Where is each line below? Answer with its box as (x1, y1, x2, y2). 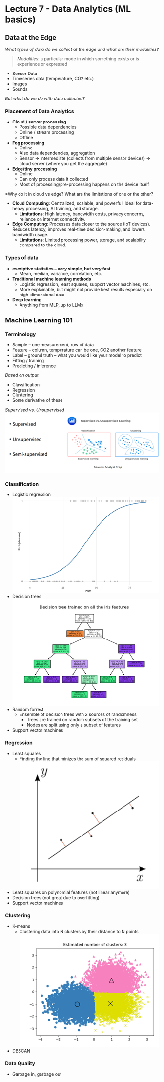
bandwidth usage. (12, 232, 49, 238)
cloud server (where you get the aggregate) (19, 161, 107, 167)
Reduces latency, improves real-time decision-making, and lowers (12, 226, 145, 232)
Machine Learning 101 (5, 316, 73, 324)
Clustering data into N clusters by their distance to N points (19, 929, 139, 934)
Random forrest (12, 707, 44, 713)
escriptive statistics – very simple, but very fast (12, 266, 111, 271)
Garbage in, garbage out (12, 1071, 62, 1077)
